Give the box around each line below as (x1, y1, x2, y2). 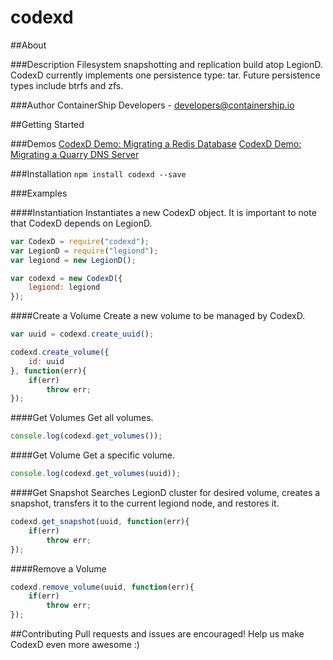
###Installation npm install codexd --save (10, 167, 187, 180)
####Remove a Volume (10, 562, 107, 575)
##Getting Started (10, 118, 85, 130)
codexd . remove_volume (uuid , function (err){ (10, 582, 195, 592)
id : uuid (28, 356, 65, 366)
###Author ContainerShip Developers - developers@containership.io (10, 99, 295, 111)
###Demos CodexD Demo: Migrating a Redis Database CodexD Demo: (10, 137, 302, 150)
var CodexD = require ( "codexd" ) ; (10, 236, 150, 246)
